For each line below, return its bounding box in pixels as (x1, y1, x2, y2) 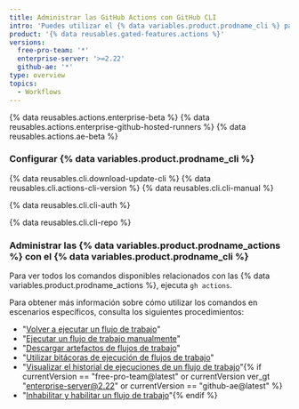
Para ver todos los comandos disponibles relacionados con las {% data (9, 270, 271, 281)
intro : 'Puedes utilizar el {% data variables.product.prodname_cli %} (9, 21, 280, 30)
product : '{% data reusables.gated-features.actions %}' (9, 29, 225, 38)
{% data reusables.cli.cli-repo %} (9, 217, 132, 228)
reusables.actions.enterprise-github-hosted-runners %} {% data (9, 121, 246, 132)
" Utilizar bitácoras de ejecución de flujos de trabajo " (21, 352, 214, 363)
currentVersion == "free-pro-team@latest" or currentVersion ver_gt (21, 371, 270, 382)
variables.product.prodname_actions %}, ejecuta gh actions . (9, 280, 233, 291)
